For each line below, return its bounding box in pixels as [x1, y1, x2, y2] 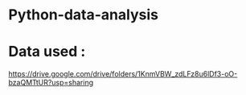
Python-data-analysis [8, 6, 159, 24]
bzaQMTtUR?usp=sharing [8, 78, 94, 88]
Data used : [8, 43, 86, 61]
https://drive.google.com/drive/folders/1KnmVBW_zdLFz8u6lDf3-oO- [8, 69, 238, 79]
